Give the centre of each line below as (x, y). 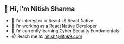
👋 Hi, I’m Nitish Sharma (40, 9)
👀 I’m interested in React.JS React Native (52, 20)
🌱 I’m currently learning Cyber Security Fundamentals (65, 31)
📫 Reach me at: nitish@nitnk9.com (46, 36)
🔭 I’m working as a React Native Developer (54, 26)
